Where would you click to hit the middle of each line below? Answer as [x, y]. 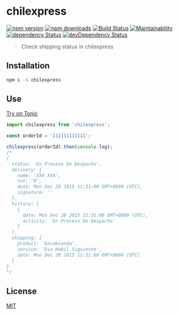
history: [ [26, 204]
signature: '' [35, 193]
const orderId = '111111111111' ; [49, 136]
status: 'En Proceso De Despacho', [57, 164]
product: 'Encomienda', [47, 244]
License [22, 291]
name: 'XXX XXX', [39, 176]
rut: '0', [30, 181]
